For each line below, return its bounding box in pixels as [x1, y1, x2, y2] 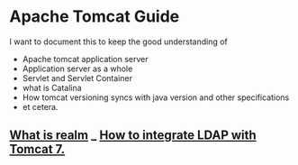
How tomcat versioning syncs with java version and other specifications [22, 92, 290, 103]
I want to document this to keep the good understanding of [9, 36, 228, 47]
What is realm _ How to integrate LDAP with [9, 128, 257, 143]
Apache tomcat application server [22, 53, 149, 64]
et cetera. [22, 101, 59, 112]
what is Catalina [22, 82, 83, 93]
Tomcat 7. [9, 142, 66, 157]
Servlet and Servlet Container [22, 72, 133, 83]
